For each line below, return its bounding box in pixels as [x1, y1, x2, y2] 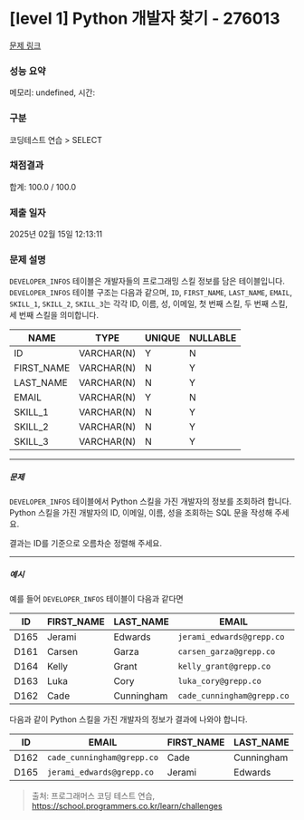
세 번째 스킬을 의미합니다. [9, 310, 100, 321]
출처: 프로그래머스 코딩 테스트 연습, [31, 790, 156, 802]
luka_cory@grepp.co [177, 676, 262, 687]
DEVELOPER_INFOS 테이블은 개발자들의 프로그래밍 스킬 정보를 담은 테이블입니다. [9, 275, 285, 286]
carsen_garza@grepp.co [177, 647, 276, 657]
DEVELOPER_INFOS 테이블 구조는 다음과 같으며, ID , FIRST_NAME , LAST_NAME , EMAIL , [9, 287, 292, 298]
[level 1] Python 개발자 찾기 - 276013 [9, 8, 280, 29]
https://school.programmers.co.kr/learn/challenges [31, 801, 223, 812]
